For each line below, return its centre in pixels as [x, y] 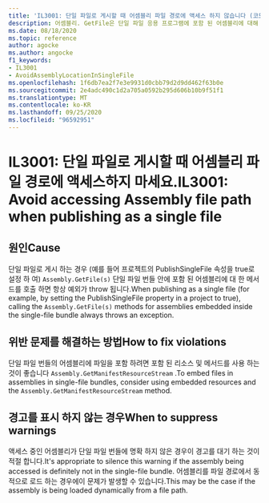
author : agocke [34, 46]
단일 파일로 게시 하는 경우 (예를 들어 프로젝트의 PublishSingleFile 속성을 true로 [132, 268]
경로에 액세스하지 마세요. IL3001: [126, 182]
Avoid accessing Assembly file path [130, 200]
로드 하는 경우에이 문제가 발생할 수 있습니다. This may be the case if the [143, 481]
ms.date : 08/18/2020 [43, 30]
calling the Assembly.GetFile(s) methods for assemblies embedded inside [130, 306]
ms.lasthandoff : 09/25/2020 [55, 113]
